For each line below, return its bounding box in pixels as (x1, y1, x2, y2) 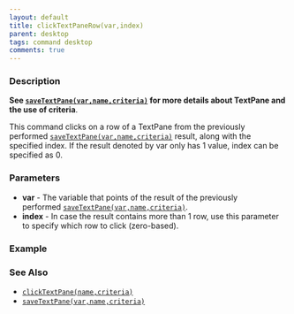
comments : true (9, 46, 65, 55)
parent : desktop (9, 29, 69, 38)
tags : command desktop (9, 37, 93, 47)
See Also (9, 266, 49, 279)
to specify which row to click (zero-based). (21, 220, 179, 231)
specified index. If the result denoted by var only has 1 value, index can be (9, 141, 279, 151)
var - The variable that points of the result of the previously (21, 192, 238, 203)
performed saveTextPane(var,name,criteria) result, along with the (9, 131, 252, 142)
